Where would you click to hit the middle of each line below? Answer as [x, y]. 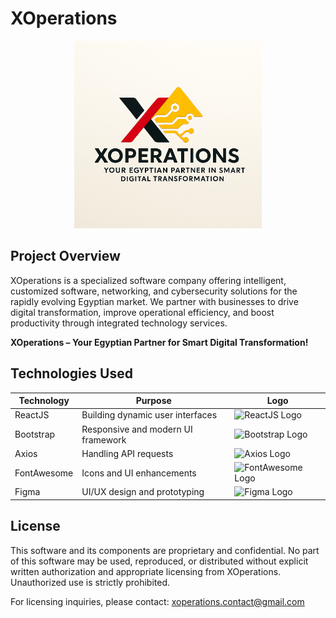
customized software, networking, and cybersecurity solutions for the [154, 291]
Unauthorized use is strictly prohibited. [90, 582]
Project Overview [65, 256]
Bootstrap [35, 434]
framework [104, 439]
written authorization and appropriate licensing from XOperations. [146, 571]
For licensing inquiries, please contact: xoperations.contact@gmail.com [157, 601]
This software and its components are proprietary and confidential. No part [165, 550]
